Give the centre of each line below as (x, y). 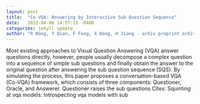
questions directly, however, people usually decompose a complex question (99, 57)
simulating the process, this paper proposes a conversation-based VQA (94, 76)
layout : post (22, 12)
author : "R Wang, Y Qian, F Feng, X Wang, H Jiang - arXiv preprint (93, 34)
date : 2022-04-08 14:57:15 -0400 (50, 23)
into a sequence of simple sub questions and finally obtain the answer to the (100, 64)
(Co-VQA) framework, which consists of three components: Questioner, (94, 82)
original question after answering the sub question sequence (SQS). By (93, 70)
